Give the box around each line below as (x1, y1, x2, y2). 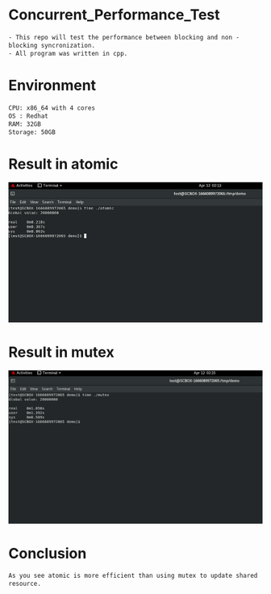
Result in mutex (8, 343, 115, 362)
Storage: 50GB (8, 128, 56, 136)
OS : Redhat (8, 111, 48, 120)
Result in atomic (8, 155, 119, 174)
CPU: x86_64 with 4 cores (8, 103, 95, 112)
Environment (8, 77, 97, 94)
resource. (8, 579, 42, 588)
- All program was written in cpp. (8, 49, 128, 57)
